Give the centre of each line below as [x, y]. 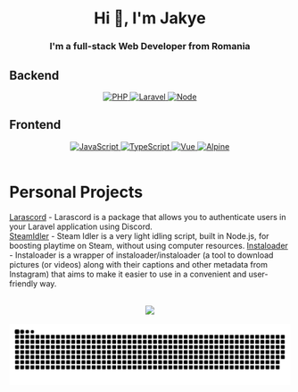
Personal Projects [76, 192]
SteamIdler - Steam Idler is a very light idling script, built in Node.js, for [139, 235]
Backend [34, 75]
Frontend [35, 125]
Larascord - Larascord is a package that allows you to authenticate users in [148, 217]
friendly [24, 283]
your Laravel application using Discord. [81, 226]
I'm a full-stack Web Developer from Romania [150, 47]
